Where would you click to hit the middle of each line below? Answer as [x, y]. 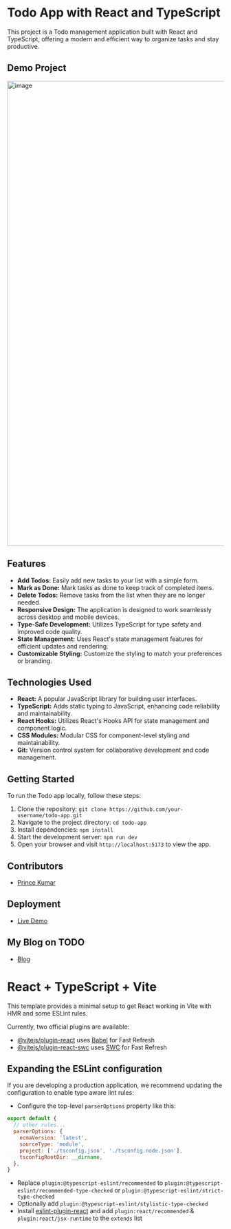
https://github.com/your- [146, 810]
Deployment [34, 904]
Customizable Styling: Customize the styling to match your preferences [119, 653]
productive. [23, 46]
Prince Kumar [36, 882]
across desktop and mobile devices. [68, 617]
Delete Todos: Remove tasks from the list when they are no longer [111, 595]
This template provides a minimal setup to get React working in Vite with [109, 1006]
